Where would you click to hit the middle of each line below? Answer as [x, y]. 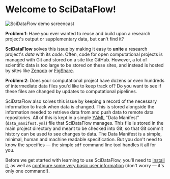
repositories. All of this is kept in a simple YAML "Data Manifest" [72, 117]
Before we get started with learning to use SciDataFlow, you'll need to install [85, 160]
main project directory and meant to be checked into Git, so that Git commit [84, 128]
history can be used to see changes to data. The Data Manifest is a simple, [83, 133]
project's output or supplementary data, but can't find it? [65, 39]
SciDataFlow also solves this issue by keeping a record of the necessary [81, 101]
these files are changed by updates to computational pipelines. [71, 91]
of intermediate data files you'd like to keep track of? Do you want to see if [83, 86]
